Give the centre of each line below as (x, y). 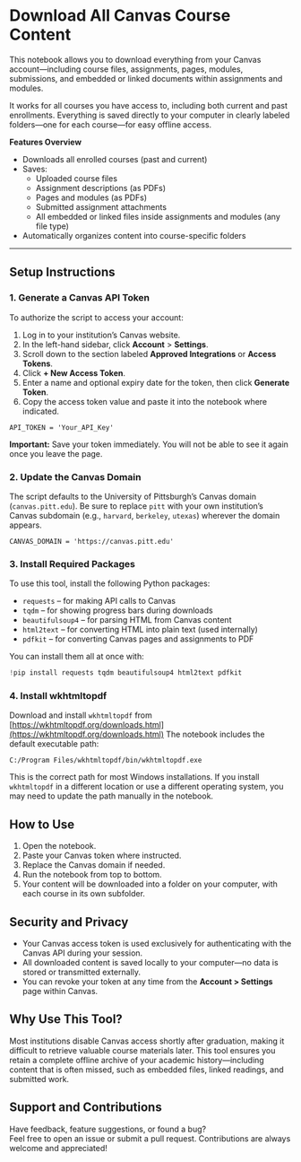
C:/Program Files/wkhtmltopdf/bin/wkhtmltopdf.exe (106, 760)
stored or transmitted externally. (82, 972)
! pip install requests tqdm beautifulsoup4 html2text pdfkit (126, 673)
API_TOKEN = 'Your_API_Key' (62, 427)
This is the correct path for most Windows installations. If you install (134, 777)
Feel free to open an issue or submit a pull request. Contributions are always (150, 1138)
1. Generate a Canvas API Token (80, 298)
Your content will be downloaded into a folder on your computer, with (150, 884)
